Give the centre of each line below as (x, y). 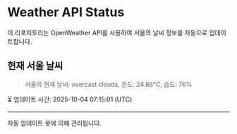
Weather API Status (66, 12)
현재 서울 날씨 (35, 66)
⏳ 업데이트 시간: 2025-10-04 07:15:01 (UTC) (70, 99)
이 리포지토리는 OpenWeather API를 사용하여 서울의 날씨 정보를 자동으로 (108, 32)
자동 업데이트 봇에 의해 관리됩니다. (54, 123)
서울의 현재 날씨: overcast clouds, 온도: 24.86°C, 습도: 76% (108, 84)
